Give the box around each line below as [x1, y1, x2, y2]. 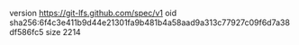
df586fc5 [9, 27, 44, 37]
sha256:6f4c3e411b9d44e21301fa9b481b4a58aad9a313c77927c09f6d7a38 [9, 17, 291, 28]
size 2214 [45, 27, 81, 37]
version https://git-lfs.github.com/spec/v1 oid [9, 8, 177, 18]
